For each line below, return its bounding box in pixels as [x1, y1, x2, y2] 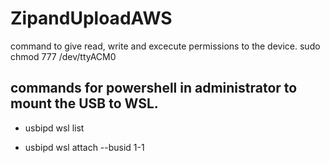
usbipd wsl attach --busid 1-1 [24, 141, 145, 153]
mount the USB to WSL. [10, 95, 159, 112]
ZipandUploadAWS [10, 7, 173, 30]
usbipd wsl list [24, 122, 85, 134]
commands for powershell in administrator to [10, 80, 298, 97]
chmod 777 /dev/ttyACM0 [10, 50, 117, 62]
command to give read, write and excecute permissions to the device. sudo [10, 40, 321, 52]
